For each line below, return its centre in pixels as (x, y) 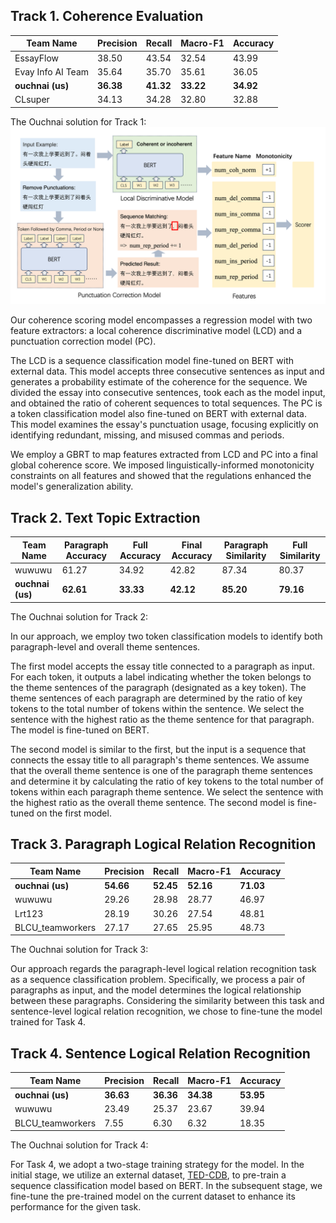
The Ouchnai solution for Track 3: (79, 950)
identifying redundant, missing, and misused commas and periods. (147, 435)
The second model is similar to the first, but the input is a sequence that (158, 749)
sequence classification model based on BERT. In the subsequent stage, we (166, 1185)
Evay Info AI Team (52, 71)
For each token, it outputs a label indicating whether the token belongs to (161, 676)
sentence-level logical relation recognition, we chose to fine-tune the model (166, 1011)
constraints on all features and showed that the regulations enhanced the (161, 476)
